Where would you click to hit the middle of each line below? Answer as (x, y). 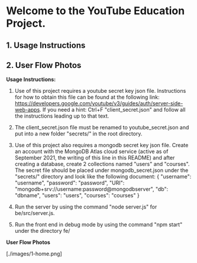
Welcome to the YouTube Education (96, 11)
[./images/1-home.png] (34, 254)
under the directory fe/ (42, 231)
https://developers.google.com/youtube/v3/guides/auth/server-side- (99, 103)
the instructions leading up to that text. (62, 116)
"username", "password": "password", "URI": (70, 183)
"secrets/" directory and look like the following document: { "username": (103, 177)
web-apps (27, 110)
